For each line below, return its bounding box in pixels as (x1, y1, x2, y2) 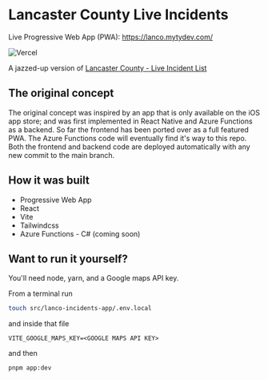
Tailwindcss (19, 220, 59, 230)
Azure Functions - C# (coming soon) (19, 228, 141, 238)
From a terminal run (8, 289, 74, 298)
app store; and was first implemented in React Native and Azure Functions (8, 116, 254, 126)
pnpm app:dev (8, 364, 52, 372)
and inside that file (8, 319, 70, 329)
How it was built (8, 174, 90, 188)
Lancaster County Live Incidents (8, 6, 229, 24)
